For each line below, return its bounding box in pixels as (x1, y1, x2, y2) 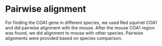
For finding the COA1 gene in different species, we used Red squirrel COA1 (5, 20, 158, 25)
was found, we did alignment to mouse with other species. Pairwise (5, 30, 143, 36)
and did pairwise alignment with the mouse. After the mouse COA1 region (5, 24, 155, 30)
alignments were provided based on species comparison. (5, 35, 123, 41)
